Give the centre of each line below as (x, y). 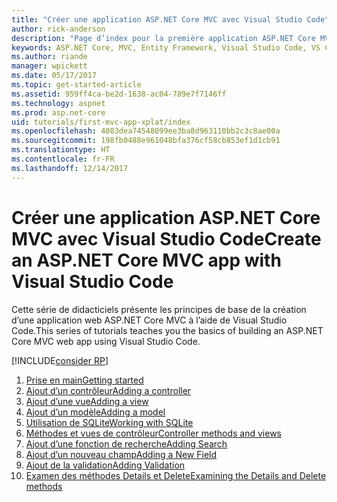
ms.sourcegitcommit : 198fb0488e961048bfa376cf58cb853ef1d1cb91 (146, 141)
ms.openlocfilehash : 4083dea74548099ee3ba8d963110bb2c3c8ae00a (146, 131)
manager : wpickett (49, 66)
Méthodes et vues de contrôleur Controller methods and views (153, 433)
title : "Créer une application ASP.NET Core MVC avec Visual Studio (157, 19)
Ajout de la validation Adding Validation (105, 465)
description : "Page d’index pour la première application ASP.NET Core (163, 38)
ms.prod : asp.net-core (58, 112)
